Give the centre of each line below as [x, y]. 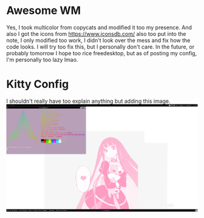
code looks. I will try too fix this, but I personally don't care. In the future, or [100, 47]
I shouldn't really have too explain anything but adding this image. [89, 101]
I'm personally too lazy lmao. [42, 60]
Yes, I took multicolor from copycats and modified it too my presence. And [99, 27]
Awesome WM [43, 11]
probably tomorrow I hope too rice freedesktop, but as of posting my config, [102, 53]
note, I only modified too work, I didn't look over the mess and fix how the [98, 40]
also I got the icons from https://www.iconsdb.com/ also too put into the [96, 33]
